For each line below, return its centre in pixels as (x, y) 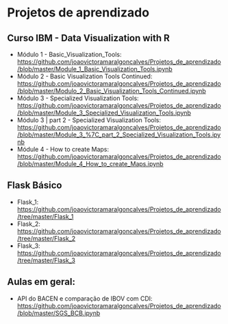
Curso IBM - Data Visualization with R (88, 38)
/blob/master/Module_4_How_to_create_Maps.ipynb (90, 164)
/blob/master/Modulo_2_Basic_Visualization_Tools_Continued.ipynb (112, 91)
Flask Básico (35, 186)
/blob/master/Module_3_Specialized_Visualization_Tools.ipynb (104, 113)
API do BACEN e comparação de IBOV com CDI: (85, 298)
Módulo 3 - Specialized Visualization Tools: (78, 98)
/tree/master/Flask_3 (46, 260)
